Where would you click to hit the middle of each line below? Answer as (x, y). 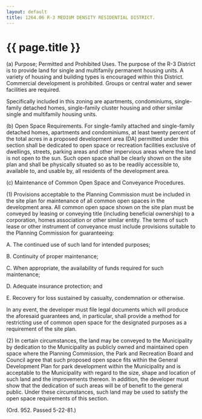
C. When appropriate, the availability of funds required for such (85, 268)
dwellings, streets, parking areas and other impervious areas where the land (101, 152)
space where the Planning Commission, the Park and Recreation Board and (100, 354)
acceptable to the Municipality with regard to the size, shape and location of (101, 373)
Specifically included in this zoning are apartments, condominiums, (90, 102)
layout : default (27, 12)
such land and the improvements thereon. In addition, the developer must (98, 379)
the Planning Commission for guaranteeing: (60, 233)
